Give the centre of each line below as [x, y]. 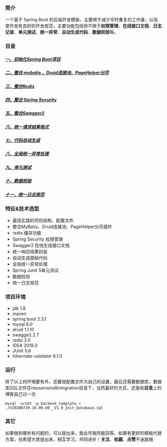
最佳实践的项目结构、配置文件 [43, 221]
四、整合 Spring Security [31, 100]
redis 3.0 [21, 340]
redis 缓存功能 [27, 233]
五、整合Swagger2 [25, 113]
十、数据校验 [18, 181]
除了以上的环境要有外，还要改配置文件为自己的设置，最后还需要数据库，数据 [83, 381]
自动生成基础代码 [30, 258]
